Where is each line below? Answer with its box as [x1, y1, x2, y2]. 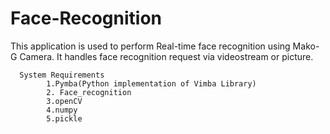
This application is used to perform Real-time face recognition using [10, 40, 291, 52]
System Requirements [19, 70, 105, 80]
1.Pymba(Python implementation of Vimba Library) [46, 78, 257, 89]
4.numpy [46, 105, 78, 115]
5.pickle [46, 113, 83, 124]
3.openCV [46, 96, 83, 106]
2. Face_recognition [46, 87, 132, 97]
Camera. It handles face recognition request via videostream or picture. [19, 50, 314, 62]
